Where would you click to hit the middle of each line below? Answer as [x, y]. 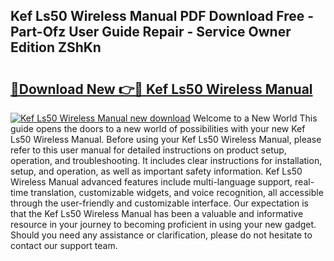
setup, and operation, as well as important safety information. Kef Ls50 [156, 171]
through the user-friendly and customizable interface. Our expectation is [160, 203]
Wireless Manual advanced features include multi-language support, [151, 182]
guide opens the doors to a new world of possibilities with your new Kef [158, 128]
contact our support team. [64, 245]
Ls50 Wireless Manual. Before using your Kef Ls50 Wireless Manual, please [166, 139]
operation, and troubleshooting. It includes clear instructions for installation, [166, 160]
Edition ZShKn [56, 47]
